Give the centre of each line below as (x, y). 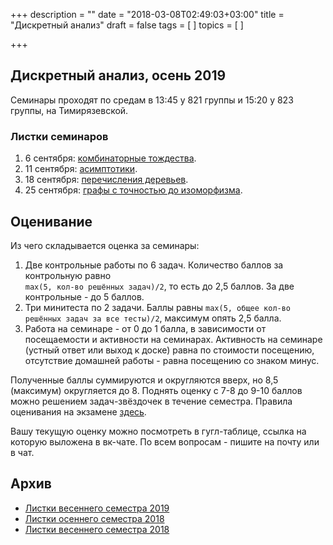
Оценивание (51, 221)
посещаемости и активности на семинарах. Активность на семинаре (173, 339)
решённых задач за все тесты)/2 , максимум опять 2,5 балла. (153, 318)
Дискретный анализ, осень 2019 (118, 75)
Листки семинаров (59, 136)
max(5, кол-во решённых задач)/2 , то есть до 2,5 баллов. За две (159, 286)
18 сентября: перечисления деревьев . (106, 180)
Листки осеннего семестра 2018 (94, 518)
